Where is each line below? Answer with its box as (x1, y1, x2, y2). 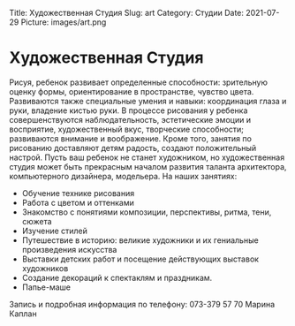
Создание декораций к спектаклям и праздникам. (21, 272, 213, 283)
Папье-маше (21, 282, 72, 292)
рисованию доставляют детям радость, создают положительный (9, 142, 257, 153)
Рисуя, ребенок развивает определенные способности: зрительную (9, 77, 268, 87)
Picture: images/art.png (20, 17, 107, 27)
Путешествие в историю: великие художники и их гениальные (21, 234, 259, 246)
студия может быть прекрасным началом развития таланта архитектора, (9, 161, 287, 171)
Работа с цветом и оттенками (21, 197, 134, 208)
